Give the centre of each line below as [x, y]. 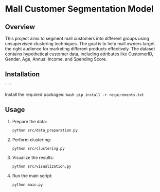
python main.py [27, 185]
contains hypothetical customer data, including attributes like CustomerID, [79, 54]
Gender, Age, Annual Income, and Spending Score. [56, 59]
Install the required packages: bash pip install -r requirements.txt [75, 94]
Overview [20, 27]
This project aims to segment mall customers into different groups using [77, 38]
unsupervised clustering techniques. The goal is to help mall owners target [80, 44]
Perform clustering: [31, 140]
